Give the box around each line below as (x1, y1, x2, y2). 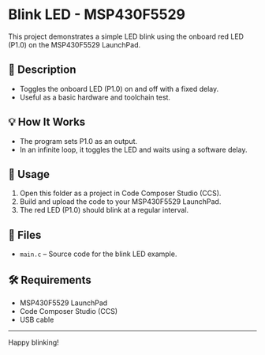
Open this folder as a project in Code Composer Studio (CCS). (19, 188, 222, 198)
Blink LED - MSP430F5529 (8, 6, 185, 24)
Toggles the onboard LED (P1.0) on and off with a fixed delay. (19, 84, 219, 93)
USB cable (19, 315, 54, 324)
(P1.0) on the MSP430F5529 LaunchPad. (8, 40, 140, 49)
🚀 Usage (8, 168, 50, 181)
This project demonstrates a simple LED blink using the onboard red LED (8, 32, 244, 41)
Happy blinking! (8, 338, 59, 347)
